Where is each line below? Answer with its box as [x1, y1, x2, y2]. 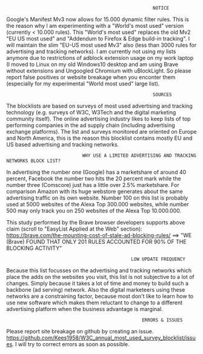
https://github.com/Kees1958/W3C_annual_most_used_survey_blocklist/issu [6, 334, 196, 341]
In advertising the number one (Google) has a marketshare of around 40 [6, 169, 187, 175]
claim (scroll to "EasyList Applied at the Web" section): [6, 225, 142, 232]
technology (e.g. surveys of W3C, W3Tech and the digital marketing [6, 109, 176, 116]
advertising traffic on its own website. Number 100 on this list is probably [6, 194, 188, 202]
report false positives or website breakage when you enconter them [6, 74, 176, 80]
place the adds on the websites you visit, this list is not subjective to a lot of [6, 274, 195, 280]
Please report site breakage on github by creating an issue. [6, 328, 154, 335]
